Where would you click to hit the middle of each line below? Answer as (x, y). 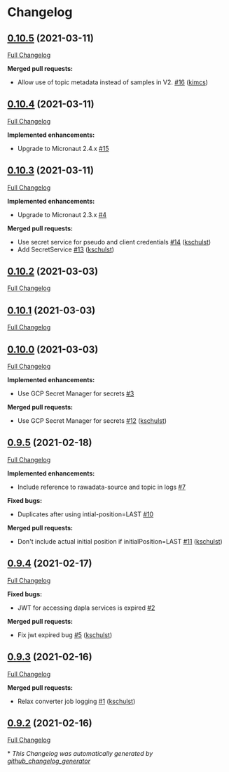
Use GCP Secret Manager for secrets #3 (76, 393)
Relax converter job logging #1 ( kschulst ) (76, 701)
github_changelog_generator (49, 761)
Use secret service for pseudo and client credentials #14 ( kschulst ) (114, 242)
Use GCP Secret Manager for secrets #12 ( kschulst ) (92, 421)
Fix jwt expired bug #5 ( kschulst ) (65, 635)
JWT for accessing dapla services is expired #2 (86, 608)
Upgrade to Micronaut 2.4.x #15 (63, 148)
